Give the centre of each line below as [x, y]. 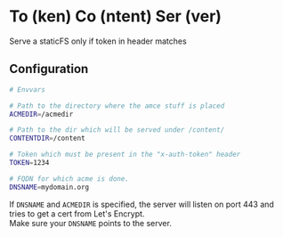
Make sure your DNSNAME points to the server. [90, 223]
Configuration [49, 69]
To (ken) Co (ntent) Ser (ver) [116, 16]
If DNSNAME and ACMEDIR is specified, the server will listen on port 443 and [141, 204]
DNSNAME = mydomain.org [49, 187]
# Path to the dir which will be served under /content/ [117, 130]
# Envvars [28, 90]
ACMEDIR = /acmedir [41, 114]
